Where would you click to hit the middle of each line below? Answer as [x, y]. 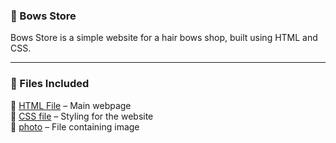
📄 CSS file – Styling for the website [82, 116]
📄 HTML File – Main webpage [71, 105]
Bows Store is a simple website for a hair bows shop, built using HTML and [164, 38]
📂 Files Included [50, 84]
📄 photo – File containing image [75, 126]
